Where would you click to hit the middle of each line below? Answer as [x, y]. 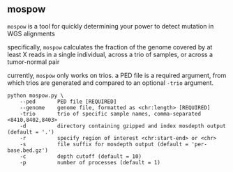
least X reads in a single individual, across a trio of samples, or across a [110, 54]
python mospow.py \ [36, 95]
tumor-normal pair [33, 62]
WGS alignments [31, 33]
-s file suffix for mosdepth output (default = [104, 144]
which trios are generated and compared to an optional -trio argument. [111, 83]
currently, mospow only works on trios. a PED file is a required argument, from [117, 75]
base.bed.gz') [28, 150]
